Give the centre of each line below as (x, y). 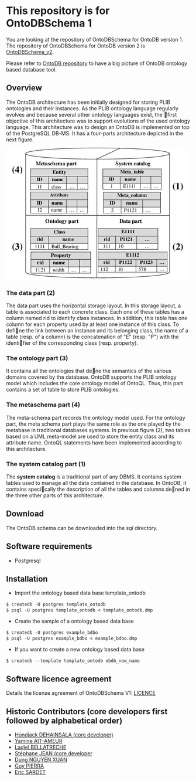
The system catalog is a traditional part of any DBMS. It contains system (94, 477)
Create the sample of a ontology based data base (74, 621)
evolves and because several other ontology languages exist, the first (92, 114)
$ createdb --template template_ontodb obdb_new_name (73, 661)
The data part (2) (31, 293)
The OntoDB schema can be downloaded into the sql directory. (82, 528)
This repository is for (58, 11)
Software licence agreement (59, 679)
